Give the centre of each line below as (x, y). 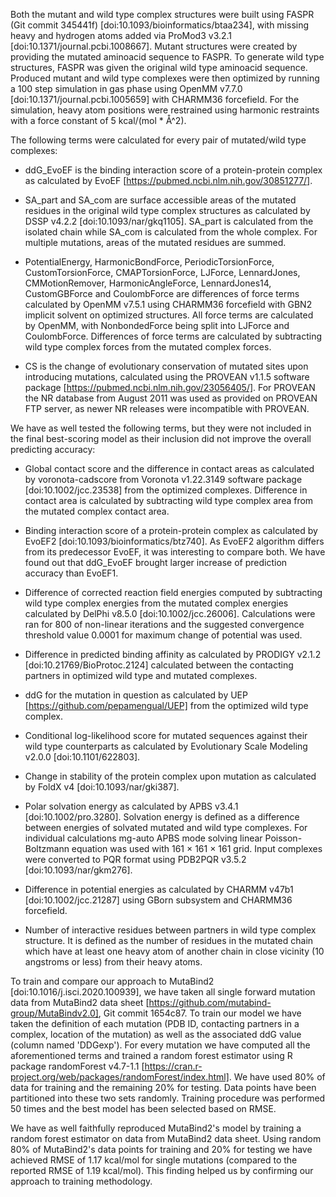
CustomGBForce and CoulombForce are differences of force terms (162, 293)
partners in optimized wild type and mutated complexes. (141, 675)
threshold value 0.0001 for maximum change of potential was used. (163, 635)
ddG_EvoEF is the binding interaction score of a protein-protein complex (173, 170)
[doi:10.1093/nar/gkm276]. (78, 870)
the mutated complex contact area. (97, 511)
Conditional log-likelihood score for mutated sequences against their (166, 735)
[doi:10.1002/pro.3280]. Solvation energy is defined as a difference (162, 817)
